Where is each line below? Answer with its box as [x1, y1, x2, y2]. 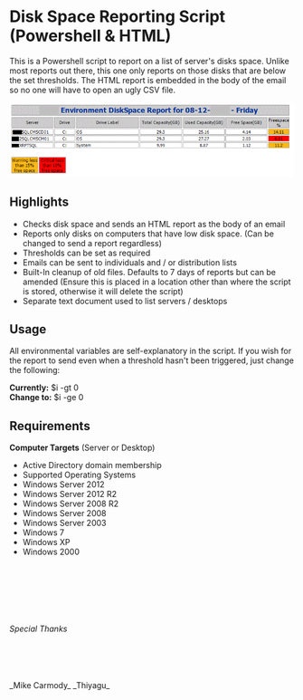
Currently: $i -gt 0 [9, 382, 80, 393]
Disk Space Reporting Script [9, 6, 226, 27]
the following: [9, 365, 61, 376]
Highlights [9, 195, 70, 210]
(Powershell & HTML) [9, 25, 172, 46]
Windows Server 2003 [22, 518, 107, 529]
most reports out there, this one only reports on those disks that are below [9, 65, 287, 76]
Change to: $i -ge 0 [9, 392, 84, 403]
